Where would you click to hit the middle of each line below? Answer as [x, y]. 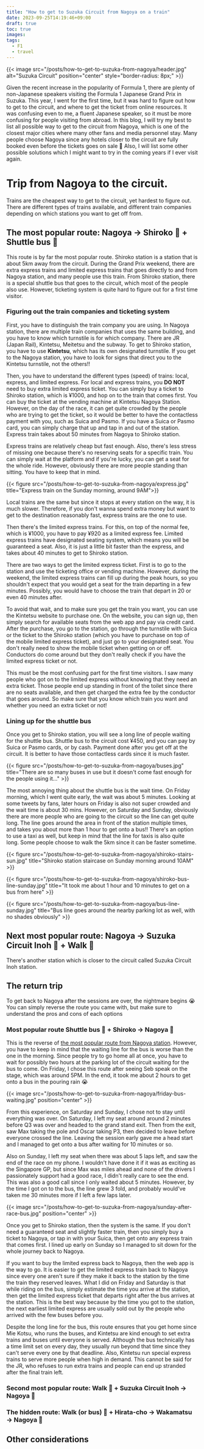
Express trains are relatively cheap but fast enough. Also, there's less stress [101, 446]
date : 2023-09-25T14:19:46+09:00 [49, 18]
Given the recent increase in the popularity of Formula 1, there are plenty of [100, 87]
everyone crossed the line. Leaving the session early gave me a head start [100, 1138]
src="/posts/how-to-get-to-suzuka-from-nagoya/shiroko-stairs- [113, 854]
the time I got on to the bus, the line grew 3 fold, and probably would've [96, 1189]
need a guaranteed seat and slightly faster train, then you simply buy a [95, 1232]
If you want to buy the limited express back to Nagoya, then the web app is [100, 1263]
